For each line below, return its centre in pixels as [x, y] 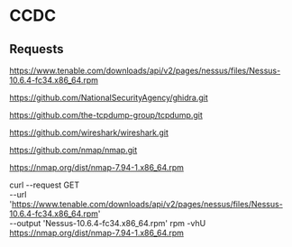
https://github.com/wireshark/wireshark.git [89, 133]
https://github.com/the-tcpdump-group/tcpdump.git [106, 115]
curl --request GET [44, 185]
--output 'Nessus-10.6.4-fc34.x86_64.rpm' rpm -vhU [108, 223]
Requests [36, 49]
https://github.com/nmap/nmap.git [73, 150]
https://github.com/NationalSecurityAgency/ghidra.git [109, 97]
